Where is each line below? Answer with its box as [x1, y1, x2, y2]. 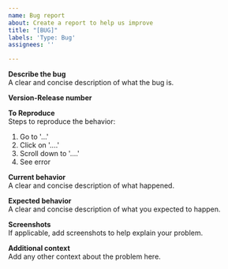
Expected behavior [8, 196, 72, 206]
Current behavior [8, 173, 65, 182]
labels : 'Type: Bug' [8, 33, 77, 42]
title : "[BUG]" [8, 26, 58, 34]
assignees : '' [8, 41, 55, 49]
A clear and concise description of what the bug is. [8, 78, 174, 88]
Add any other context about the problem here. [8, 252, 162, 261]
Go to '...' [19, 132, 49, 142]
